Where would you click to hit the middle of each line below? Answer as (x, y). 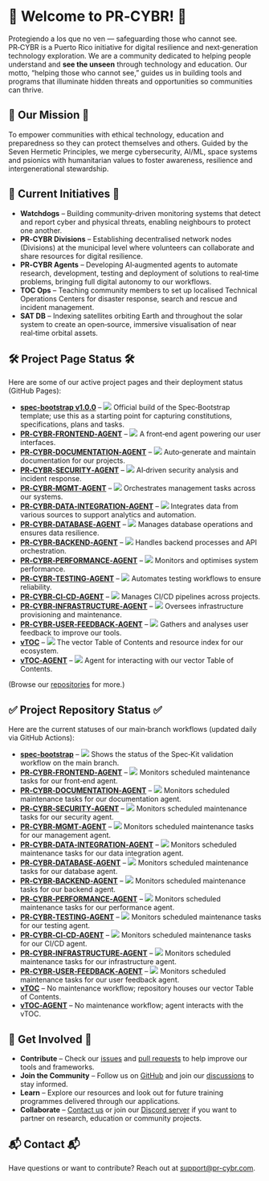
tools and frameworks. (57, 1067)
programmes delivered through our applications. (100, 1101)
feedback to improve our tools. (71, 633)
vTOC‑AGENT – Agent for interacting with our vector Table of (127, 660)
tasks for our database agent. (69, 872)
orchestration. (43, 551)
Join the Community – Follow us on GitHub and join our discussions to (137, 1075)
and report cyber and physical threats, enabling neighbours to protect (135, 222)
